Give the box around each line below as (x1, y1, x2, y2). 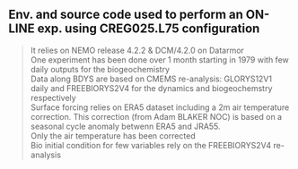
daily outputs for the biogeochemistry (30, 63, 171, 74)
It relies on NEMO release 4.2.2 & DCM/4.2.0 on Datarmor (30, 45, 244, 55)
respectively (30, 92, 77, 103)
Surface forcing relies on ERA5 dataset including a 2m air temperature (30, 102, 290, 113)
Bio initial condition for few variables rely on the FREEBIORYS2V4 (30, 139, 271, 150)
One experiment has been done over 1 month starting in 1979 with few (30, 54, 289, 65)
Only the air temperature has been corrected (30, 130, 197, 141)
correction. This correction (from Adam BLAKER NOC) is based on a (30, 111, 283, 122)
